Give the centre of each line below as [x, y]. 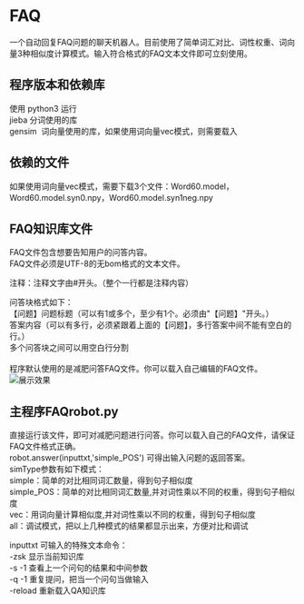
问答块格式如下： [41, 302]
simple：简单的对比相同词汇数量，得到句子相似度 [101, 480]
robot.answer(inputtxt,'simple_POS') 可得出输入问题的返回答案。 [130, 458]
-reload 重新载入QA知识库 [58, 590]
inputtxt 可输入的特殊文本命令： [69, 545]
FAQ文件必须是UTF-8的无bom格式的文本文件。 [97, 263]
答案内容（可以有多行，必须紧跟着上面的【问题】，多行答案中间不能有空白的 [151, 325]
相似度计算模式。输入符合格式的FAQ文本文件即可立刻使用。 [141, 53]
